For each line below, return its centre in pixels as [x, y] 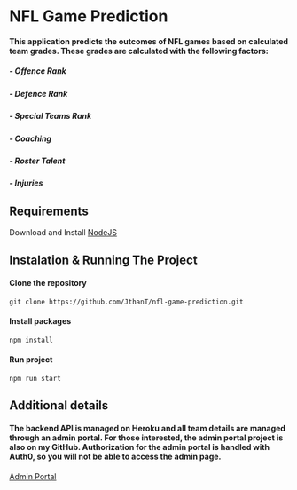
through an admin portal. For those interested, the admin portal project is [146, 438]
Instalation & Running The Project [103, 261]
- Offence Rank [38, 71]
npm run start [35, 379]
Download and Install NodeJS [63, 233]
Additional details [59, 406]
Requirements [49, 211]
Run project [31, 360]
